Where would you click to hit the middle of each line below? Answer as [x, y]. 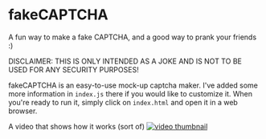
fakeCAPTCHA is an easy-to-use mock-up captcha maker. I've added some [133, 85]
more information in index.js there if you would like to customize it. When [131, 93]
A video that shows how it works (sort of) [77, 126]
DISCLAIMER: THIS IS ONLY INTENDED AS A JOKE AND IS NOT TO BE [125, 61]
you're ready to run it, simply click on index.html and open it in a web [123, 102]
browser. [23, 111]
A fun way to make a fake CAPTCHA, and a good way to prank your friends [133, 37]
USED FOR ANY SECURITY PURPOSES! [74, 69]
